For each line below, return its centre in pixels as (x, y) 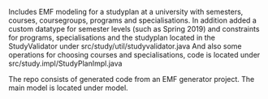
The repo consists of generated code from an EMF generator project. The (132, 79)
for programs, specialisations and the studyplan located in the (112, 37)
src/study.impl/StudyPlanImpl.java (65, 63)
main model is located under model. (68, 88)
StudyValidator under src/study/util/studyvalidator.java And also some (125, 46)
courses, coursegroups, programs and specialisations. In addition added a (133, 20)
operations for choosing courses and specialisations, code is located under (134, 55)
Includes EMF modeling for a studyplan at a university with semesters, (126, 12)
